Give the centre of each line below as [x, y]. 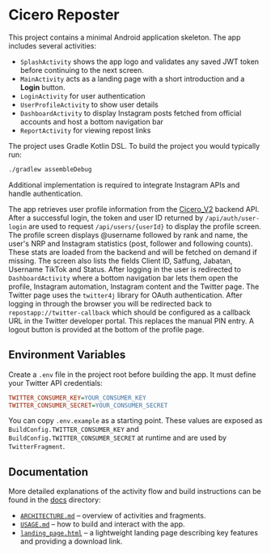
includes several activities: [53, 45]
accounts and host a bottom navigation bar [92, 121]
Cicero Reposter [64, 15]
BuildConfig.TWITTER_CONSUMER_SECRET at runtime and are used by [118, 438]
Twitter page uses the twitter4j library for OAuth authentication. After [125, 295]
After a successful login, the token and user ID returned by [106, 218]
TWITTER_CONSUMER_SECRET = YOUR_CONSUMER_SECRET [88, 405]
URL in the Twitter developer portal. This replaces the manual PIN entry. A [131, 320]
